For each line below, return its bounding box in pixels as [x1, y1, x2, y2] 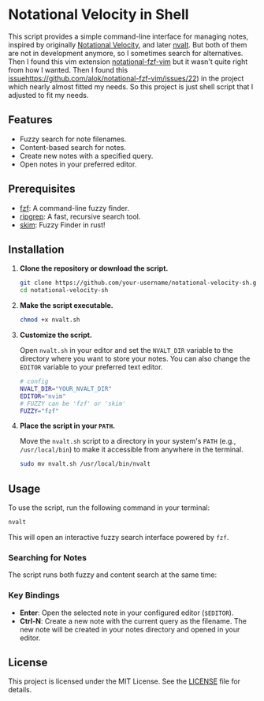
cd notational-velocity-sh [19, 287, 109, 294]
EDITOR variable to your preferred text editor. [19, 362, 163, 372]
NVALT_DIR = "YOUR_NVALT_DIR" [19, 384, 112, 392]
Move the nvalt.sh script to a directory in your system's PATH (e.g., [19, 437, 236, 446]
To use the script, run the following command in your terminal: [8, 503, 210, 512]
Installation [8, 242, 65, 256]
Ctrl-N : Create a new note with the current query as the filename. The [19, 616, 247, 625]
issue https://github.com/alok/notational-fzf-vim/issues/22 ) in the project [8, 73, 244, 83]
